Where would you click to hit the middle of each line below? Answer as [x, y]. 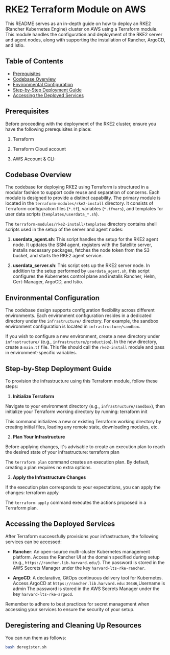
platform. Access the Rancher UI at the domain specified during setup [86, 557]
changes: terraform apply [32, 493]
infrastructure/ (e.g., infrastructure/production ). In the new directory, [81, 342]
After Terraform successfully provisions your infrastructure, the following [82, 536]
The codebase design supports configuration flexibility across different [80, 310]
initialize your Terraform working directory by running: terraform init [76, 411]
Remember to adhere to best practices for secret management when [77, 604]
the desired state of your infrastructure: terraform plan [63, 452]
